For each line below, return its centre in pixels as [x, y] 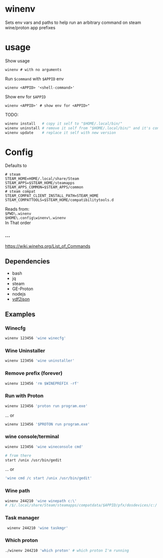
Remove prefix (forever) [34, 373]
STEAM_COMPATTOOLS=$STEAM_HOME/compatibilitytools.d [59, 200]
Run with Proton [24, 396]
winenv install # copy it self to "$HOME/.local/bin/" [64, 123]
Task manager [22, 518]
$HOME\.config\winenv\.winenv [36, 218]
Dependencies [27, 261]
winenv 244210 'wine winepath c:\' [41, 501]
